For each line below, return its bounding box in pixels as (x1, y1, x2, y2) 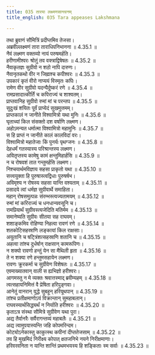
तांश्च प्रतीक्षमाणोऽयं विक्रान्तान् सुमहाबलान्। (6, 294, 86, 302)
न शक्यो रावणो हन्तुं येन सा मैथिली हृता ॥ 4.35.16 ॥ (6, 247, 106, 254)
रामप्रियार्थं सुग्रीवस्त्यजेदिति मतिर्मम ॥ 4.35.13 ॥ (6, 206, 98, 213)
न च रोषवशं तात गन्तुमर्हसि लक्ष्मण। (6, 158, 72, 166)
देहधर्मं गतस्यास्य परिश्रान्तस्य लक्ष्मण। (6, 145, 76, 152)
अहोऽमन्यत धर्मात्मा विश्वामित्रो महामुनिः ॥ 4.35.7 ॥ (6, 124, 104, 132)
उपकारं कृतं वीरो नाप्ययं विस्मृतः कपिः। (6, 77, 78, 85)
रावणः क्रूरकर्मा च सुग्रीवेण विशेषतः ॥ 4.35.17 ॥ (6, 260, 96, 267)
